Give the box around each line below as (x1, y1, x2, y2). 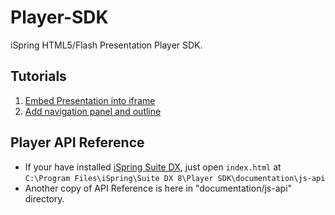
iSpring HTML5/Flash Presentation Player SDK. (10, 39, 203, 51)
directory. (24, 192, 65, 205)
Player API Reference (10, 134, 145, 151)
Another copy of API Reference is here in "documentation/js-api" (24, 182, 293, 194)
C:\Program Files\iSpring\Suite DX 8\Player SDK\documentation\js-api (24, 173, 326, 183)
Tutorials (10, 68, 67, 85)
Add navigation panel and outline (24, 105, 162, 117)
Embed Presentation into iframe (24, 94, 156, 106)
